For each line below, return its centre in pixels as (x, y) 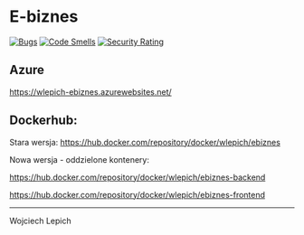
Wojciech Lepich (40, 221)
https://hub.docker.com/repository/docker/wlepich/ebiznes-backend (138, 177)
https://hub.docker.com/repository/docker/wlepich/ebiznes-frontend (137, 194)
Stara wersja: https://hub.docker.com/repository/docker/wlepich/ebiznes (145, 142)
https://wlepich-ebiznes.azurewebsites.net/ (90, 91)
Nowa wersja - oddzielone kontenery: (79, 159)
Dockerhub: (43, 121)
